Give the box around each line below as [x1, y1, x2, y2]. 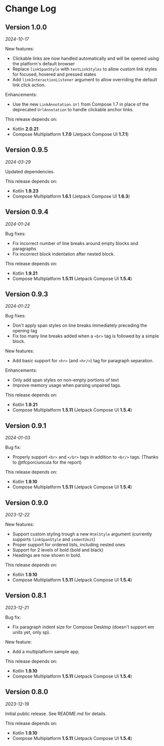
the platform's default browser [12, 61, 75, 66]
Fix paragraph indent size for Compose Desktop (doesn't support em [12, 624, 155, 630]
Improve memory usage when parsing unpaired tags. [12, 382, 122, 388]
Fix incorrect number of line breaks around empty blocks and [12, 240, 139, 246]
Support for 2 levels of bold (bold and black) [12, 547, 104, 553]
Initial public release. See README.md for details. [5, 711, 107, 717]
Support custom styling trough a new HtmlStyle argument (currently [12, 531, 152, 537]
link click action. [12, 82, 46, 88]
